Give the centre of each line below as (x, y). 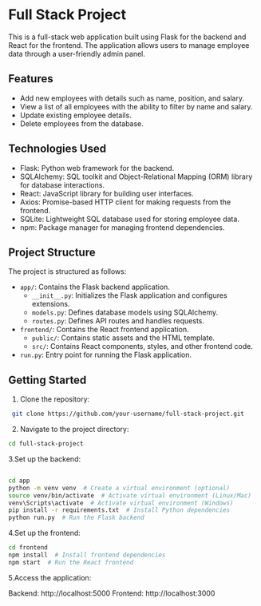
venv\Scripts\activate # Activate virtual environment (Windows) (121, 503)
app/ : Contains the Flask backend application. (95, 287)
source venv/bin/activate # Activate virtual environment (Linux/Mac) (130, 495)
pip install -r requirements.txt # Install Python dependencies (119, 510)
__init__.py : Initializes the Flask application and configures (129, 295)
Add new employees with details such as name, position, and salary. (132, 98)
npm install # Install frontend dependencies (87, 555)
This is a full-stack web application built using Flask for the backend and (127, 37)
